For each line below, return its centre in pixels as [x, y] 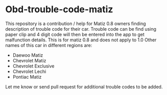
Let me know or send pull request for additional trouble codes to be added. [84, 87]
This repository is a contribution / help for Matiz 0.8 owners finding [76, 23]
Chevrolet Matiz [29, 60]
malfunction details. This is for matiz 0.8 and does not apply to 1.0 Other [81, 40]
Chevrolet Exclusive [33, 66]
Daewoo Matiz [28, 55]
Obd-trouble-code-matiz [59, 9]
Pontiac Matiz [27, 77]
